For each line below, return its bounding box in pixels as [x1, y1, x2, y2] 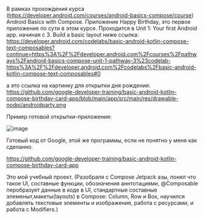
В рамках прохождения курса [6, 5, 84, 12]
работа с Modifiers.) [6, 206, 59, 213]
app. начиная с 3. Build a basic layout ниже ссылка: [6, 31, 139, 38]
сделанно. [6, 143, 34, 150]
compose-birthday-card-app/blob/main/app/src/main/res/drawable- [6, 95, 179, 102]
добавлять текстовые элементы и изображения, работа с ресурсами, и [6, 199, 194, 206]
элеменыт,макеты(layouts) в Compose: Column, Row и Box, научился [6, 193, 185, 200]
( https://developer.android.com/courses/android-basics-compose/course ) [6, 12, 194, 19]
